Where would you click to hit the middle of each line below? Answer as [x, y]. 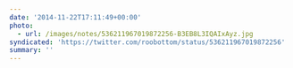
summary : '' [31, 50]
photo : [21, 26]
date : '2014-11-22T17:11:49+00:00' [75, 17]
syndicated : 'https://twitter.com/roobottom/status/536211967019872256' [147, 42]
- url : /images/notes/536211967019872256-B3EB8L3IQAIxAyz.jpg [135, 34]
